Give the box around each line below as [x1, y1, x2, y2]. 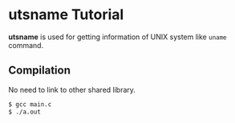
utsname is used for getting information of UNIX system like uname [8, 32, 227, 42]
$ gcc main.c [8, 100, 52, 109]
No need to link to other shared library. [8, 85, 136, 94]
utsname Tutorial [8, 6, 124, 24]
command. [8, 40, 44, 50]
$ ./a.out [8, 108, 42, 116]
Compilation [8, 64, 71, 77]
